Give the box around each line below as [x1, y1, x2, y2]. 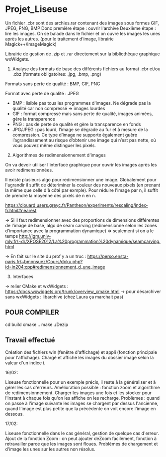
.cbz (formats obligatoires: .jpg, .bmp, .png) [12, 71, 102, 77]
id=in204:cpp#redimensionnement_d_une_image [5, 264, 105, 270]
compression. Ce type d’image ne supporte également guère [12, 132, 138, 138]
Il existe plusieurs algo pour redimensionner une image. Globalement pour [5, 176, 157, 182]
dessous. [5, 411, 24, 417]
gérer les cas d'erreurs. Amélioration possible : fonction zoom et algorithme [5, 384, 160, 390]
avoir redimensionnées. [5, 167, 53, 173]
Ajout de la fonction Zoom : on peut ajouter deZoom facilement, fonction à [5, 435, 157, 442]
